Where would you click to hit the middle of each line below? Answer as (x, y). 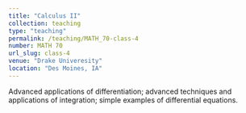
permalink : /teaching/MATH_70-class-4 (73, 38)
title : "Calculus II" (45, 16)
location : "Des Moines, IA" (56, 69)
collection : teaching (45, 23)
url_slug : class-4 (39, 53)
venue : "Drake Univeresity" (56, 61)
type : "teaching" (38, 31)
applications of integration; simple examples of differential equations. (123, 100)
